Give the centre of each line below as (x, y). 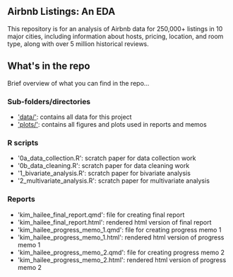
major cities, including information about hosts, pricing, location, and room (115, 36)
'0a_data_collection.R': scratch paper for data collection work (107, 158)
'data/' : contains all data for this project (74, 117)
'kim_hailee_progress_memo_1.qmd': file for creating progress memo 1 (119, 230)
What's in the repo (49, 66)
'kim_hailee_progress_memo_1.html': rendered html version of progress (121, 237)
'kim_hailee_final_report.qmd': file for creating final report (101, 215)
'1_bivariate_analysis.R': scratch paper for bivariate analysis (104, 174)
